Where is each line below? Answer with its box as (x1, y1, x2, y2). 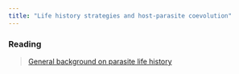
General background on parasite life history (27, 56, 172, 66)
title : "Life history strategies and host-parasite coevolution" (8, 11, 232, 20)
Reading (8, 38, 42, 49)
